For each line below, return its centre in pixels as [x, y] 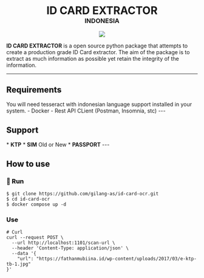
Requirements [34, 90]
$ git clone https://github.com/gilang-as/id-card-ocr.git [83, 193]
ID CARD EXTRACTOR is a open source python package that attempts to [97, 46]
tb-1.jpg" [19, 264]
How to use [28, 164]
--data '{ [24, 254]
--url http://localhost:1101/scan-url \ [63, 243]
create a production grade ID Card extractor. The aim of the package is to [98, 52]
